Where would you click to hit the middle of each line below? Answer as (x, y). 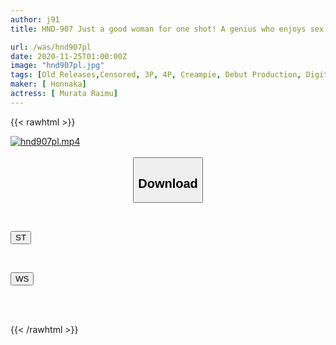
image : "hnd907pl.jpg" (57, 66)
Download (168, 183)
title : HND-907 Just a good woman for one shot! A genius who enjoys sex (167, 29)
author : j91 (35, 19)
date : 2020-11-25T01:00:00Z (69, 56)
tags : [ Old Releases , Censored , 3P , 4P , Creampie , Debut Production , (156, 75)
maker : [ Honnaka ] (48, 84)
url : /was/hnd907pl (51, 47)
